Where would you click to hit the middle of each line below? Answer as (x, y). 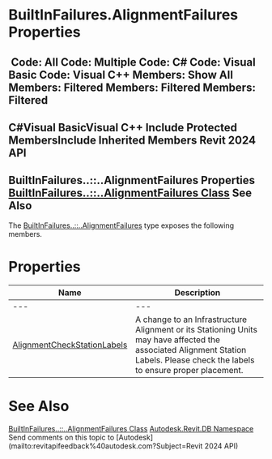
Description (198, 292)
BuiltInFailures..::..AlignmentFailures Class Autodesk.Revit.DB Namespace (131, 428)
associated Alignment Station (191, 350)
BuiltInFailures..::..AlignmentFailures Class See (130, 193)
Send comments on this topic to (62, 437)
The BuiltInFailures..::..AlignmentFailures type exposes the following (121, 225)
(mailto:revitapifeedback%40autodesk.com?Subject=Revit (106, 446)
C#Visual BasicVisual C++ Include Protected (123, 127)
